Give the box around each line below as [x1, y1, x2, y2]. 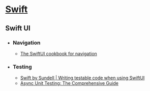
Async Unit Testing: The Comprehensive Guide [20, 80, 118, 86]
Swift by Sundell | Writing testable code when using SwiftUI [20, 75, 145, 81]
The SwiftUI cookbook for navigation [20, 50, 98, 56]
